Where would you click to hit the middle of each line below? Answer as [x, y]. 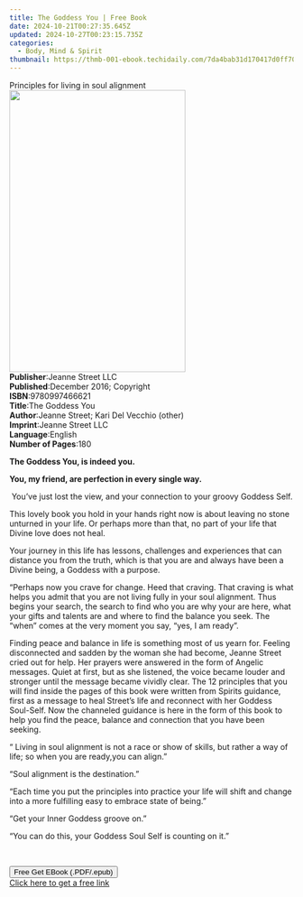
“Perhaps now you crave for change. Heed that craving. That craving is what [151, 587]
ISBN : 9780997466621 [50, 396]
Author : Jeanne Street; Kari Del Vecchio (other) [97, 415]
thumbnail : [30, 60]
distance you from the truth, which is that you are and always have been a [147, 560]
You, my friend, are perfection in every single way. [106, 479]
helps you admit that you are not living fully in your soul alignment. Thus [143, 597]
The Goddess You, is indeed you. [72, 462]
